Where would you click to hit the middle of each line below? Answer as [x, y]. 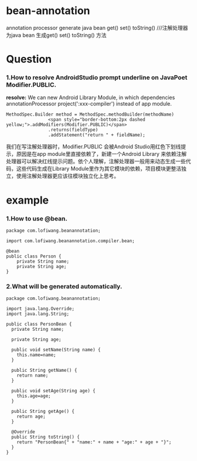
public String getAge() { [43, 412]
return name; [33, 376]
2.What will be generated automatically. [64, 286]
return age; [31, 417]
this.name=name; [37, 355]
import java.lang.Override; [40, 309]
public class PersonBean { [39, 324]
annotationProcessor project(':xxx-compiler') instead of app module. [89, 104]
